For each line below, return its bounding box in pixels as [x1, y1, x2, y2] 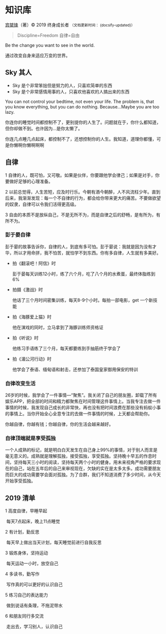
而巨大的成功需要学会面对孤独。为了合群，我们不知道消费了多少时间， [5, 472, 148, 478]
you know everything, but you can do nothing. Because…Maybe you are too [5, 103, 160, 109]
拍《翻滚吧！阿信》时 [12, 260, 56, 266]
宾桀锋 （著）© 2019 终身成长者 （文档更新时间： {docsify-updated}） [5, 22, 135, 28]
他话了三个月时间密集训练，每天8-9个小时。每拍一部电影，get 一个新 [12, 297, 153, 303]
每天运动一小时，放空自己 [6, 560, 58, 567]
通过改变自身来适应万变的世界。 [5, 52, 70, 58]
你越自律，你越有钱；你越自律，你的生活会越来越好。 [5, 421, 114, 427]
